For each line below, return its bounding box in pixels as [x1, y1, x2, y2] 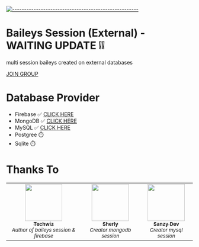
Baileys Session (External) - [6, 27, 146, 40]
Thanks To [6, 163, 59, 177]
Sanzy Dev [153, 220, 179, 227]
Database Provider [6, 91, 99, 105]
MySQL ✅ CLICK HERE [14, 124, 71, 131]
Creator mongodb [89, 226, 131, 233]
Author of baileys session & [11, 226, 76, 233]
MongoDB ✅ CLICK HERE [14, 117, 77, 124]
